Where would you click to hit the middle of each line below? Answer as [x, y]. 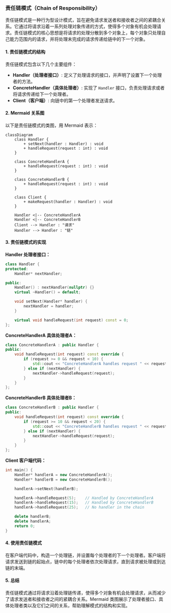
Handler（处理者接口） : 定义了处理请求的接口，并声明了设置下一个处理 [87, 75]
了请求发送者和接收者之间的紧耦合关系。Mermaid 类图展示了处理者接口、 [82, 599]
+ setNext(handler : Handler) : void [63, 144]
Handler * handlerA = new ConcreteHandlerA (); [64, 475]
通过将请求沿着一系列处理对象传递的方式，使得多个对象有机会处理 [88, 26]
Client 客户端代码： [26, 461]
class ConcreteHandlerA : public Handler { [52, 345]
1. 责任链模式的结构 [25, 51]
